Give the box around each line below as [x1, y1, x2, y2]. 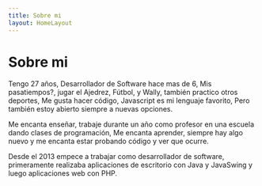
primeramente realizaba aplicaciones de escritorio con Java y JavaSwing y [8, 160, 253, 170]
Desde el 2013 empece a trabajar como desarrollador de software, [8, 152, 225, 161]
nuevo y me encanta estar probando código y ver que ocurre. [8, 136, 210, 146]
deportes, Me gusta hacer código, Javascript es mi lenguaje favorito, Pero [8, 96, 250, 105]
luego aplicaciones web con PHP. [8, 169, 117, 178]
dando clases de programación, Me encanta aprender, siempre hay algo [8, 128, 244, 138]
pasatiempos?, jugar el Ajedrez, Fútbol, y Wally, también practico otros [8, 88, 238, 97]
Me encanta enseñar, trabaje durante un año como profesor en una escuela [8, 120, 255, 129]
